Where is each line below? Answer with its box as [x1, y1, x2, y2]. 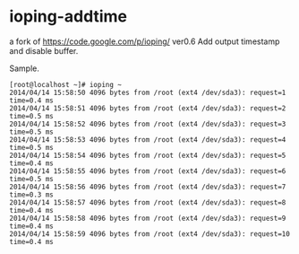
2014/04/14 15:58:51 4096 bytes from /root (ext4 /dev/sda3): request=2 [9, 103, 286, 113]
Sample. [9, 63, 40, 74]
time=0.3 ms [9, 190, 54, 199]
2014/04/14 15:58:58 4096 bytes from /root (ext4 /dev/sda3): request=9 [9, 214, 286, 223]
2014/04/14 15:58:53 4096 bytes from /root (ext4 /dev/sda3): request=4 [9, 135, 286, 145]
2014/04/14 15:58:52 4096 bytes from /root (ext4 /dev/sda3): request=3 [9, 119, 286, 128]
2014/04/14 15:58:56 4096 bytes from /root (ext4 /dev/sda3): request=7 [9, 182, 286, 191]
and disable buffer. [9, 45, 79, 56]
